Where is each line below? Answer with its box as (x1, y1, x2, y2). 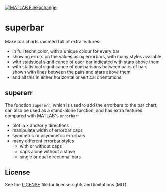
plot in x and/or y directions (12, 122, 69, 128)
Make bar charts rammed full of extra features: (5, 38, 101, 44)
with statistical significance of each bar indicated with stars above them (12, 59, 160, 64)
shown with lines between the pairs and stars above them (12, 69, 131, 75)
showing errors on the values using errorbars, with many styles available (12, 53, 162, 59)
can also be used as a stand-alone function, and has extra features (5, 107, 143, 113)
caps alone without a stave (19, 148, 75, 154)
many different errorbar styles (12, 138, 74, 144)
